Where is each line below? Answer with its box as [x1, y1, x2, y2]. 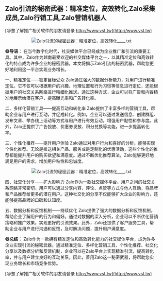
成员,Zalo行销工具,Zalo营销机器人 [5, 14, 107, 22]
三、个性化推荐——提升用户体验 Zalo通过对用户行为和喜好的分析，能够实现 [5, 140, 155, 146]
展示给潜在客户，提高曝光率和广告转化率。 [13, 95, 98, 101]
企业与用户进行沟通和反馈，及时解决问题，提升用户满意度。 [9, 226, 129, 231]
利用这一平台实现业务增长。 [13, 66, 69, 72]
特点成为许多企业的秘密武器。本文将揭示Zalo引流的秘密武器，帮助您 [13, 60, 150, 66]
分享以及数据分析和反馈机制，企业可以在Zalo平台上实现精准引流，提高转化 [5, 248, 154, 254]
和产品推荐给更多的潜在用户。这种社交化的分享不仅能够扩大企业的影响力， [5, 191, 154, 197]
